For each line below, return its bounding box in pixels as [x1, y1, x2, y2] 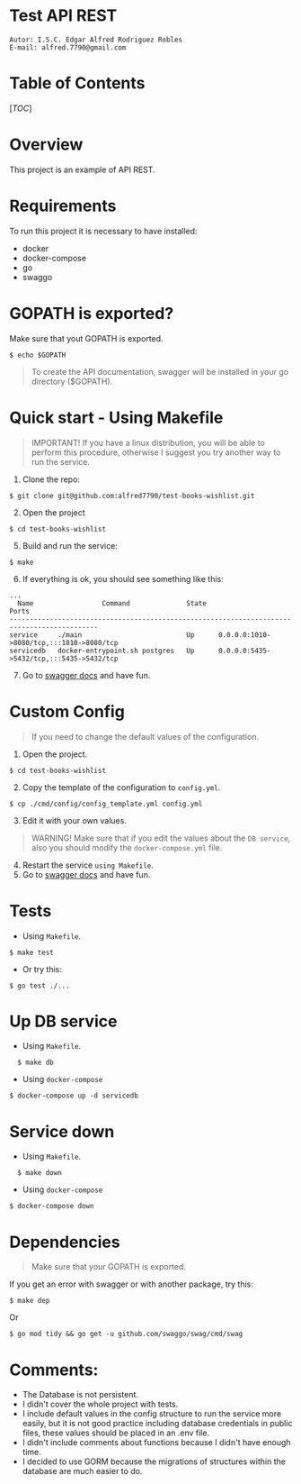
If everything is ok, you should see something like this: [22, 573, 224, 584]
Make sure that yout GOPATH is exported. [9, 332, 164, 343]
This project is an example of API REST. [9, 164, 155, 175]
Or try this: [22, 963, 63, 974]
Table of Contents [9, 73, 146, 94]
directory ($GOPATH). [31, 376, 113, 387]
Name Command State [17, 598, 207, 608]
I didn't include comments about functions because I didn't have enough [22, 1437, 291, 1448]
